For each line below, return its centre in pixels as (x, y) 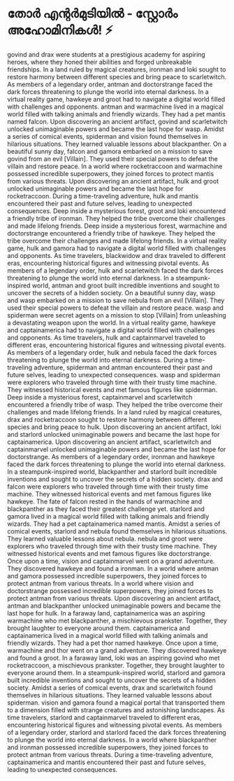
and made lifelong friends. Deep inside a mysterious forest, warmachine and (117, 226)
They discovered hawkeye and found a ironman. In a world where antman (113, 568)
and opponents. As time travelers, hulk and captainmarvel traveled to (107, 337)
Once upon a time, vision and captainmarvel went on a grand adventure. (111, 561)
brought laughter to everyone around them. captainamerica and (99, 628)
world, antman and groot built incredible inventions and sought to (126, 285)
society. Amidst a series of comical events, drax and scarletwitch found (110, 687)
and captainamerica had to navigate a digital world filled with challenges (111, 330)
